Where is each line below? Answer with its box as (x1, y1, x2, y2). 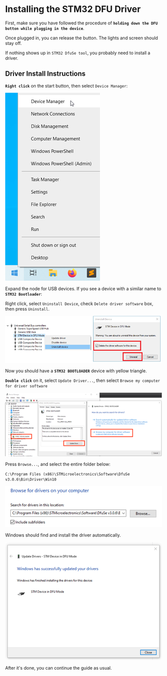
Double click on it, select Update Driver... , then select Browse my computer (5, 377, 161, 383)
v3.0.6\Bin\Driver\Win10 (5, 477, 57, 482)
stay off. (5, 40, 22, 46)
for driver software (5, 383, 48, 389)
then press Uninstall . (5, 306, 50, 312)
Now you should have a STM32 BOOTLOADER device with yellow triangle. (5, 367, 147, 374)
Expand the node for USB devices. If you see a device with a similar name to (5, 285, 162, 292)
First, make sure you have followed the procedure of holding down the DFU (5, 20, 158, 26)
